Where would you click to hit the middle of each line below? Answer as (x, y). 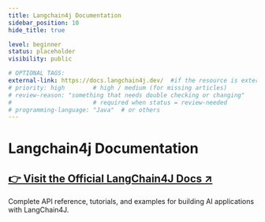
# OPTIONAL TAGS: (37, 73)
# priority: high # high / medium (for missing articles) (118, 87)
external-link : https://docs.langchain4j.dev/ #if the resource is (123, 80)
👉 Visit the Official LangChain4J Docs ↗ (110, 178)
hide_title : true (37, 30)
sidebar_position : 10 (44, 23)
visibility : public (40, 59)
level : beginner (35, 44)
